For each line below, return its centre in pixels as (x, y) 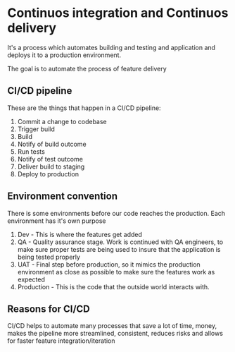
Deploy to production (48, 174)
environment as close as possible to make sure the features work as (116, 272)
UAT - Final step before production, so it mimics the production (109, 264)
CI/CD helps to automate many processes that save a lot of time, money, (112, 326)
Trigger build (36, 129)
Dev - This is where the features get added (80, 234)
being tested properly (49, 257)
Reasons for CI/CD (49, 309)
